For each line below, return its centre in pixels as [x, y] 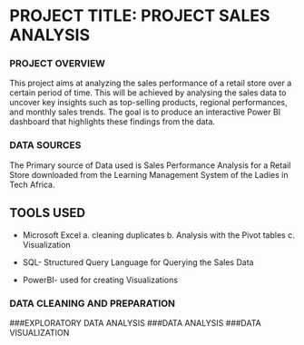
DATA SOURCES [45, 145]
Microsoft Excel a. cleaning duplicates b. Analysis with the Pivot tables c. [158, 235]
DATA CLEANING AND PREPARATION [92, 303]
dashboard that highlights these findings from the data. [113, 122]
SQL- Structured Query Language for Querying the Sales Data [138, 262]
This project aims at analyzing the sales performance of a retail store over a [151, 84]
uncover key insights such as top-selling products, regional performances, [148, 103]
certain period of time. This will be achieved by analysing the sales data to [148, 93]
